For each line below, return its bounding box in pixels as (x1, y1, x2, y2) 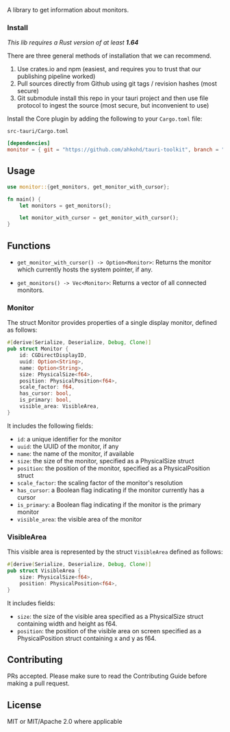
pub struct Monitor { (7, 345, 69, 352)
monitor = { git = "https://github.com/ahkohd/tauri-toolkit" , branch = (7, 147, 219, 154)
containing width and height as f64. (16, 620, 118, 628)
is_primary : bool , (19, 397, 72, 404)
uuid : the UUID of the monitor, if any (16, 442, 119, 450)
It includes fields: (7, 599, 55, 607)
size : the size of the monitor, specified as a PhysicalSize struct (16, 456, 194, 465)
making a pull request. (7, 679, 70, 687)
